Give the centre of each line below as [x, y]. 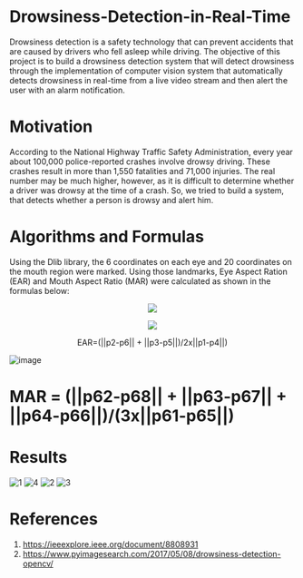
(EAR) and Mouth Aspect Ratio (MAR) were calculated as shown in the [140, 281]
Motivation [51, 127]
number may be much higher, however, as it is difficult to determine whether [152, 181]
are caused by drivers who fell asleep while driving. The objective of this [145, 51]
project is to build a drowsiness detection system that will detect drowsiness [152, 61]
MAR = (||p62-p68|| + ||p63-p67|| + [148, 397]
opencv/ [38, 563]
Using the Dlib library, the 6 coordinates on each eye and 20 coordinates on [151, 261]
